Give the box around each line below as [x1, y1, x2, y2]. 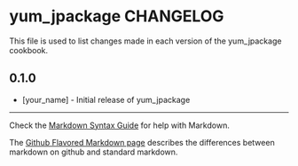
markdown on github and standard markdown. [9, 146, 178, 157]
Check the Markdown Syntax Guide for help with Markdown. [9, 120, 231, 130]
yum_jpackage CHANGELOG [9, 6, 224, 27]
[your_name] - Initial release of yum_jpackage [21, 94, 191, 105]
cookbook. [9, 44, 49, 55]
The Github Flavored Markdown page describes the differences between [9, 137, 275, 147]
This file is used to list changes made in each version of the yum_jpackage [9, 36, 282, 46]
